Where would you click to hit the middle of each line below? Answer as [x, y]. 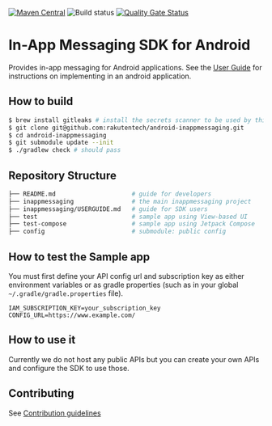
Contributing [41, 393]
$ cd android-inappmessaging [57, 135]
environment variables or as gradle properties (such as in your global [123, 285]
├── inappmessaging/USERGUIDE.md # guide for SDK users [108, 209]
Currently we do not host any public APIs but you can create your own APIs [134, 359]
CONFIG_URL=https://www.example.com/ [72, 315]
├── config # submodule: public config [117, 232]
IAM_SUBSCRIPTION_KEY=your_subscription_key [85, 308]
